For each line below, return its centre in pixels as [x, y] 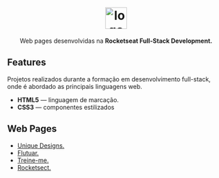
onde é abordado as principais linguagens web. [75, 86]
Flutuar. [28, 152]
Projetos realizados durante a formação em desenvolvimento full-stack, [109, 79]
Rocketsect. [34, 167]
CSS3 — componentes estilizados [66, 107]
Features [27, 62]
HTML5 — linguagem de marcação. [68, 99]
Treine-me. [33, 160]
